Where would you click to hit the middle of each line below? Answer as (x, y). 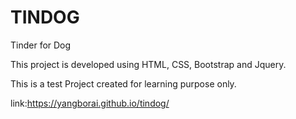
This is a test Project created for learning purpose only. (123, 83)
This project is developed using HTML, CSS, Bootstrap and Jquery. (148, 64)
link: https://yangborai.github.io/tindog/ (90, 103)
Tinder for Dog (41, 45)
